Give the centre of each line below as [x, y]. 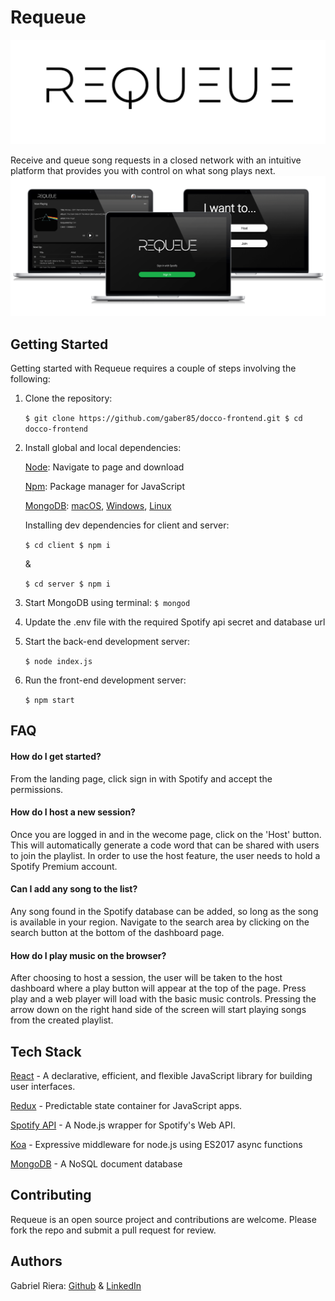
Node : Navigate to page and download [104, 467]
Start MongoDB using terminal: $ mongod [107, 603]
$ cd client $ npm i [67, 546]
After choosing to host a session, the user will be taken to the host [146, 978]
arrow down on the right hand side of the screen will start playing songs [158, 1010]
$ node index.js [58, 662]
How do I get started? [56, 757]
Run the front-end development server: [105, 680]
